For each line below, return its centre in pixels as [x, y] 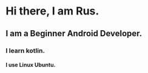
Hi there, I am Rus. [52, 11]
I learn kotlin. [25, 51]
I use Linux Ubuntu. [31, 65]
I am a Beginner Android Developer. [74, 33]
